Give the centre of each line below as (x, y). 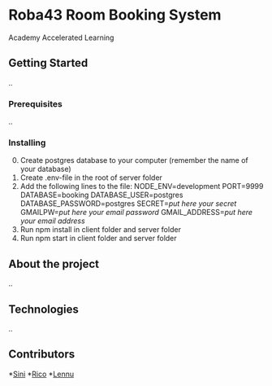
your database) (45, 169)
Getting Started (48, 63)
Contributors (42, 355)
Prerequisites (35, 103)
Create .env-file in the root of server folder (91, 178)
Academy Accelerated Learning (61, 37)
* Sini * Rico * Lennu (41, 374)
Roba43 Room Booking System (115, 15)
